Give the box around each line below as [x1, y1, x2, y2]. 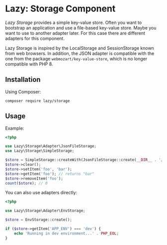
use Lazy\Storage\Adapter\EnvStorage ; [5, 208, 85, 214]
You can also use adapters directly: [5, 190, 78, 196]
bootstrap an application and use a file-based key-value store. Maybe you [5, 24, 157, 30]
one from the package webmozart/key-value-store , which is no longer [5, 55, 148, 61]
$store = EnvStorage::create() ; [5, 218, 72, 223]
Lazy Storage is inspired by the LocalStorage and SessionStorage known [5, 45, 154, 51]
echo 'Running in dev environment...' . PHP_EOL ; [14, 231, 119, 236]
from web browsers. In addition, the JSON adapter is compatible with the [5, 50, 155, 56]
